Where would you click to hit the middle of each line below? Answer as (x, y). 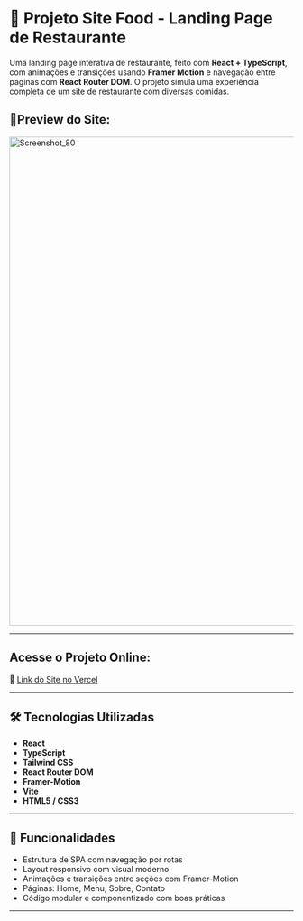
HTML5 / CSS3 (50, 801)
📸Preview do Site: (60, 120)
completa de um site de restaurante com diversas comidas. (119, 91)
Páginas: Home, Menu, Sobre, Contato (93, 888)
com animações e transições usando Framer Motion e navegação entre (142, 72)
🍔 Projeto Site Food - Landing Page (141, 19)
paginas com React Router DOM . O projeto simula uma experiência (134, 81)
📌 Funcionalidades (62, 837)
